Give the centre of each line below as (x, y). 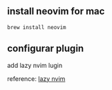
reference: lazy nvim (36, 78)
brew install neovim (37, 27)
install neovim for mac (56, 11)
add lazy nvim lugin (35, 65)
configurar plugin (46, 49)
